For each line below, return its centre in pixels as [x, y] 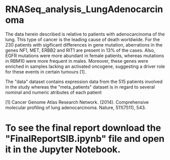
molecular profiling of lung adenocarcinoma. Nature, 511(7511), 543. [76, 107]
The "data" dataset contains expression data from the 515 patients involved [84, 82]
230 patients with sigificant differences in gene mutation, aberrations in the [84, 45]
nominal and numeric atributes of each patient [54, 92]
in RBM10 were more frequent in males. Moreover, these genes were [77, 61]
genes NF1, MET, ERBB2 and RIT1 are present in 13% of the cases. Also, [80, 50]
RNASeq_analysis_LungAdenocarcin [84, 9]
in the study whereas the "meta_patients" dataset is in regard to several [80, 87]
